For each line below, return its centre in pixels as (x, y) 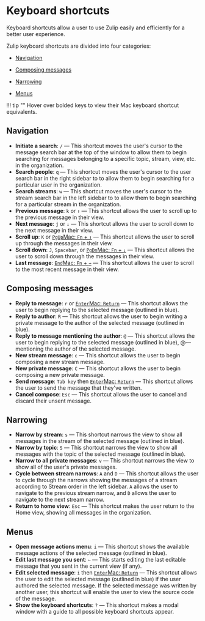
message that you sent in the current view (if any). (78, 566)
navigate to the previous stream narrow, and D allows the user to (96, 493)
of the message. (36, 599)
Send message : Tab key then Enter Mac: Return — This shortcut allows (104, 381)
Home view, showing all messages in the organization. (83, 513)
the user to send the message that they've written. (78, 388)
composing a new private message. (60, 374)
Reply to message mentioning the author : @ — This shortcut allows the (105, 336)
